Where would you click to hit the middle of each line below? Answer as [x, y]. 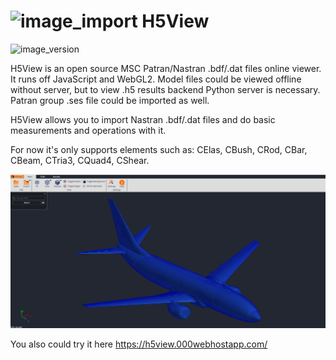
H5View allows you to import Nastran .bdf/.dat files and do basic [143, 119]
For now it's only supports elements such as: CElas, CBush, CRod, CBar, [159, 149]
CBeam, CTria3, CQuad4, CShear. [80, 160]
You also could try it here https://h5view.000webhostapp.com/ [139, 344]
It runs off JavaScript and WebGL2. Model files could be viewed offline [156, 79]
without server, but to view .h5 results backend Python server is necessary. [165, 89]
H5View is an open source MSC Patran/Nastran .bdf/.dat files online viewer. [166, 68]
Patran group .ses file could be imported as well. [110, 100]
